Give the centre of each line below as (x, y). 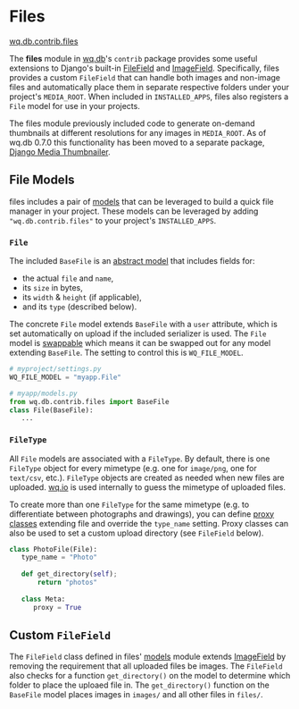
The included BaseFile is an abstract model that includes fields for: (132, 261)
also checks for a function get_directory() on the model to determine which (150, 676)
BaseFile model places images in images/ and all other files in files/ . (136, 695)
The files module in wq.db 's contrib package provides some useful (133, 58)
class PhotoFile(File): (54, 549)
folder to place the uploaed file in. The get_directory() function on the (139, 685)
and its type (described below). (79, 307)
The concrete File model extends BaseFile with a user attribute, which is (144, 325)
